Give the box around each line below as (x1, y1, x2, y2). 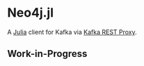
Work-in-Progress (7, 48, 88, 60)
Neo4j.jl (7, 5, 54, 21)
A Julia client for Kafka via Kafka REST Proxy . (7, 28, 137, 36)
